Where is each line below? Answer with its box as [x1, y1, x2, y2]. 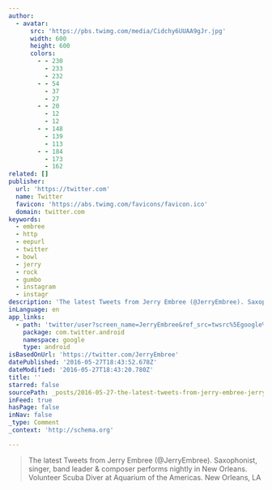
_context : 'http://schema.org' [8, 426, 114, 434]
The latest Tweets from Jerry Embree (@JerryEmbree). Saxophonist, [28, 455, 257, 465]
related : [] [8, 170, 49, 178]
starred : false [8, 381, 60, 389]
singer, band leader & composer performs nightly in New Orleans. [28, 463, 248, 474]
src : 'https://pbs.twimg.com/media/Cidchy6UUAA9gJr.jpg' [29, 27, 227, 35]
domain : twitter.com [15, 207, 85, 215]
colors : [29, 49, 57, 58]
